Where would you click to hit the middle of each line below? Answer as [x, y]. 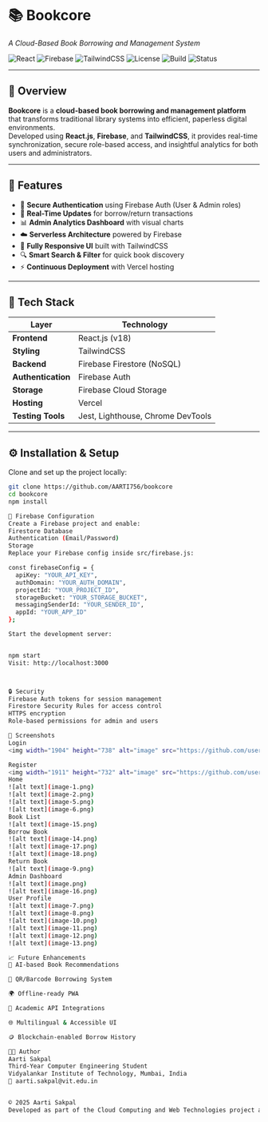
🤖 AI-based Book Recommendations [64, 965]
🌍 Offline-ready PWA [43, 994]
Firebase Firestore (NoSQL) [130, 364]
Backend [29, 364]
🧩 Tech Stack [41, 302]
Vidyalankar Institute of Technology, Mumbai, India [98, 1074]
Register [23, 765]
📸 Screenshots [32, 736]
